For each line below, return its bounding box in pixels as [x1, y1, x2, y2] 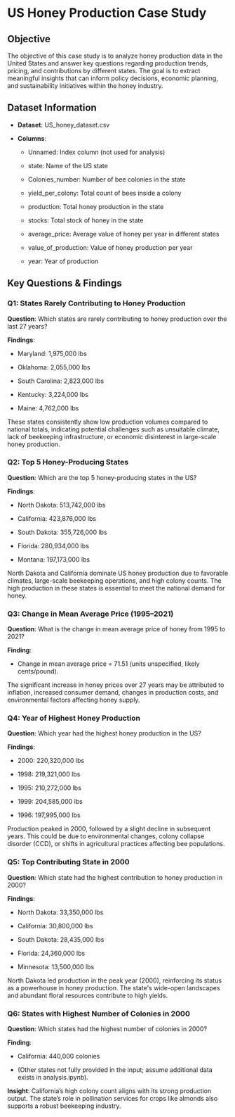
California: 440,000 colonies [17, 1052, 100, 1060]
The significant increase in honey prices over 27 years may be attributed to [7, 681, 224, 689]
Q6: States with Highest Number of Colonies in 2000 [7, 1009, 191, 1018]
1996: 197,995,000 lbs [17, 811, 81, 819]
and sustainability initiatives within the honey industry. [7, 82, 163, 89]
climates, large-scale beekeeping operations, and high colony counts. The [7, 576, 222, 585]
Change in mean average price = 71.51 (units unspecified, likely [17, 660, 200, 668]
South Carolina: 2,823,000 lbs [17, 377, 104, 385]
